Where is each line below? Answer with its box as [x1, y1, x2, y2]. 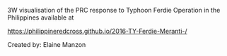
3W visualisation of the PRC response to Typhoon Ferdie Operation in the [7, 6, 221, 14]
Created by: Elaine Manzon [7, 41, 86, 48]
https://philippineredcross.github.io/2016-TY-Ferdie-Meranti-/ [7, 27, 187, 35]
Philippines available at [7, 13, 74, 22]
